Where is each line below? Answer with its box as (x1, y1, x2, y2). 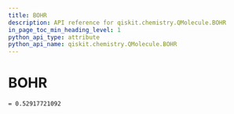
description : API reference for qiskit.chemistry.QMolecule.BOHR (8, 19, 226, 27)
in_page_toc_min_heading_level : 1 (8, 26, 122, 34)
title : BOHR (8, 11, 47, 20)
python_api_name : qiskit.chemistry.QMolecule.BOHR (8, 41, 177, 48)
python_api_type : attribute (8, 33, 101, 41)
